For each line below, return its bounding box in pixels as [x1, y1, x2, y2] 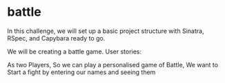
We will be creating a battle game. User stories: [7, 47, 142, 56]
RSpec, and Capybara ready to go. [7, 34, 106, 42]
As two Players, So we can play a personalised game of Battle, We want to [7, 60, 219, 69]
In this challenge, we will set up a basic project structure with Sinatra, [7, 27, 204, 35]
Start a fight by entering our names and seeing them [7, 68, 156, 76]
